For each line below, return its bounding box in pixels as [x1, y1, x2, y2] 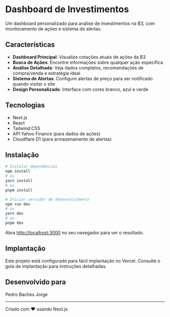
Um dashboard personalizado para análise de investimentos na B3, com [5, 20, 155, 26]
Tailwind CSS [12, 125, 40, 131]
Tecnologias [5, 101, 45, 110]
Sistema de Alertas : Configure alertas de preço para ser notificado [12, 75, 153, 82]
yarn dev [5, 211, 24, 216]
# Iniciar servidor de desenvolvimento [5, 197, 90, 202]
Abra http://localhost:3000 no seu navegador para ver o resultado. [5, 229, 144, 235]
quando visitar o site [12, 81, 56, 87]
